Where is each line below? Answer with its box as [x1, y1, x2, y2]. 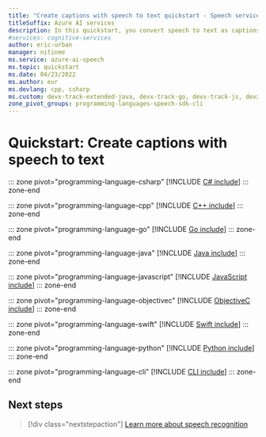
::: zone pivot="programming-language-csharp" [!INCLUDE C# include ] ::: [8, 177, 249, 187]
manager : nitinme [8, 48, 66, 56]
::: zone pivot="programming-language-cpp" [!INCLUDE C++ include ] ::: [8, 201, 244, 211]
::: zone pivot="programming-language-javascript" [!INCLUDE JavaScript [8, 272, 248, 282]
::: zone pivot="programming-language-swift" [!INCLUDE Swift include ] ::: [8, 320, 249, 329]
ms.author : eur [8, 78, 59, 85]
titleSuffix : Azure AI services [8, 19, 115, 27]
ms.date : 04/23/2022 [8, 70, 77, 78]
